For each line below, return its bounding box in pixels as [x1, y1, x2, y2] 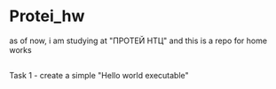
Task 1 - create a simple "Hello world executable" [9, 70, 189, 81]
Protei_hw [9, 6, 85, 26]
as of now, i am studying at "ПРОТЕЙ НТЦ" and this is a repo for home [9, 35, 268, 46]
